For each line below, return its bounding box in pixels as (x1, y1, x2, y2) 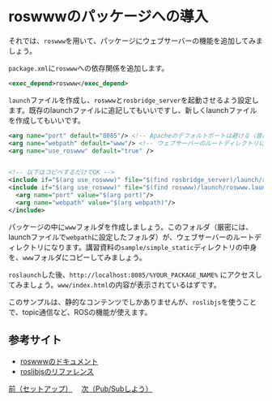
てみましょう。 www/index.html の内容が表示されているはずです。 (8, 279, 221, 289)
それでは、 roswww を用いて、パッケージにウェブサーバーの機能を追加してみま (8, 36, 263, 45)
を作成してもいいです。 (8, 115, 85, 125)
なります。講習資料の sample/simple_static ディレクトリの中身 (50, 242, 257, 252)
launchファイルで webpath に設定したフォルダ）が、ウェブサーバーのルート (8, 232, 255, 242)
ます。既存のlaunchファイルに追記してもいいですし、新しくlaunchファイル (8, 105, 257, 114)
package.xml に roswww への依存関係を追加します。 (8, 63, 169, 73)
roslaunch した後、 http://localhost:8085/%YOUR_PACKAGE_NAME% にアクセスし (8, 269, 263, 279)
